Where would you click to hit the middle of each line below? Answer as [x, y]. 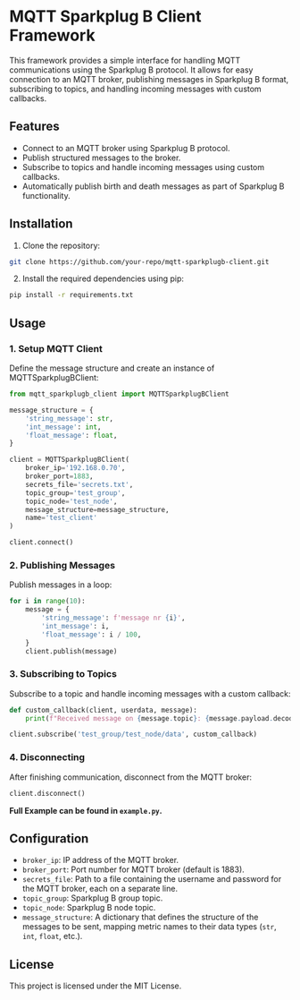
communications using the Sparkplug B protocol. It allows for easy [131, 70]
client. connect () [42, 543]
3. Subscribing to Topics [63, 674]
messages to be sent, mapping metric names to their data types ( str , [149, 927]
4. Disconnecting [47, 757]
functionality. [46, 195]
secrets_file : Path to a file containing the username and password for [152, 879]
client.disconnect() [48, 793]
